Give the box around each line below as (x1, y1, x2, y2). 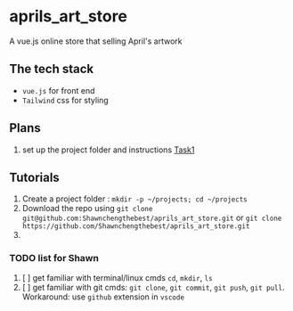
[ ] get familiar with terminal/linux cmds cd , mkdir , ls (21, 272, 213, 282)
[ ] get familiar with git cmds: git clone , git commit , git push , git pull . (21, 282, 285, 292)
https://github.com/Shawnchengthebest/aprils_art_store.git (21, 222, 250, 231)
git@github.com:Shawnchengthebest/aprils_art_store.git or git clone (21, 212, 282, 224)
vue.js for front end (21, 85, 95, 95)
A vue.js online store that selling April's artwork (9, 36, 183, 46)
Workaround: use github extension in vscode (21, 291, 185, 302)
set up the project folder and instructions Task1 (21, 144, 195, 155)
